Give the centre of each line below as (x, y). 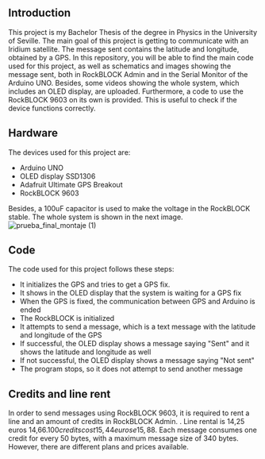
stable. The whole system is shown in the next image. (96, 217)
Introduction (40, 13)
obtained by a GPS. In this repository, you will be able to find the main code (131, 57)
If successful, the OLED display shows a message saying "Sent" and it (134, 344)
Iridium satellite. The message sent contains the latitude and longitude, (124, 49)
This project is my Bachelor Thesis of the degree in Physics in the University (133, 32)
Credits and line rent (60, 393)
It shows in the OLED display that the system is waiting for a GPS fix (131, 293)
